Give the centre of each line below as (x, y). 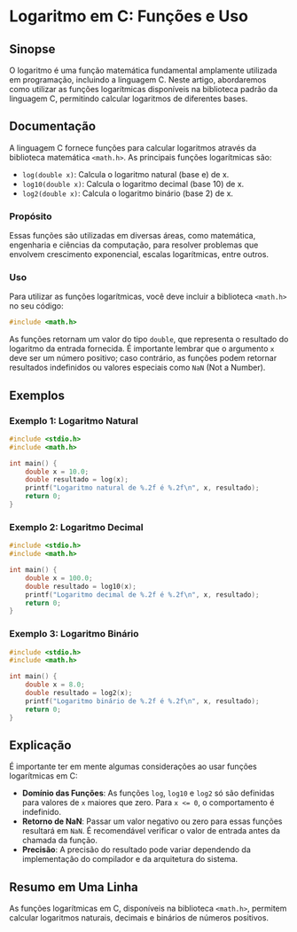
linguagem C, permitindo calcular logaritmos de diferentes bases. (129, 98)
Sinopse (32, 49)
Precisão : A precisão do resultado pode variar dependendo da (136, 850)
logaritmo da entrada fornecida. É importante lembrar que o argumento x (142, 349)
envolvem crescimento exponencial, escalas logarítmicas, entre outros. (139, 255)
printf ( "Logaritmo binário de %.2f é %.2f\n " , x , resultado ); (142, 701)
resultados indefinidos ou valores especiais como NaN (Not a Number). (137, 368)
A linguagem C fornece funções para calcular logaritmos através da (133, 147)
